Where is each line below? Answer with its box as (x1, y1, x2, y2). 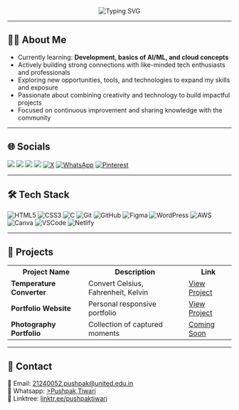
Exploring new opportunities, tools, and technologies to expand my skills (17, 75, 230, 84)
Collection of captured (87, 320, 164, 330)
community (17, 113, 51, 122)
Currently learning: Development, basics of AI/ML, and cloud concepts (17, 53, 229, 61)
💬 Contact (7, 360, 53, 372)
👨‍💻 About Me (7, 34, 67, 46)
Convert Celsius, (87, 278, 144, 288)
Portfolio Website (11, 303, 71, 313)
